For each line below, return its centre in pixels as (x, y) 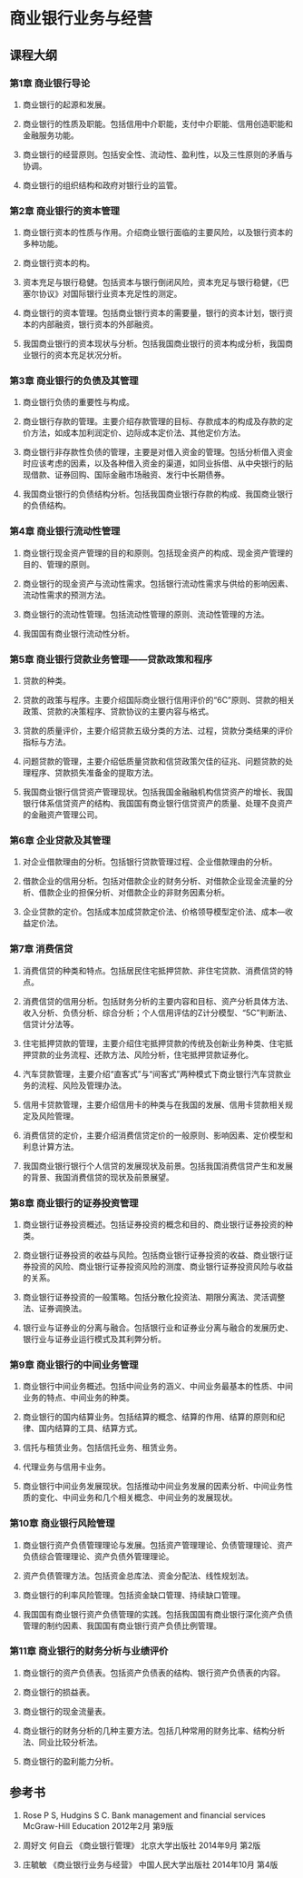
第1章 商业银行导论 (50, 83)
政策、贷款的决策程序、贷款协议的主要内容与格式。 (118, 712)
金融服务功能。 (50, 135)
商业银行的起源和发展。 (66, 104)
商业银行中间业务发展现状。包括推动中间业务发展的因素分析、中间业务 (154, 1487)
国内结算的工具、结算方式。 (90, 1428)
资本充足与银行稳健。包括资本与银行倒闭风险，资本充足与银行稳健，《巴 (156, 282)
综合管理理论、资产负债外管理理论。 (106, 1556)
